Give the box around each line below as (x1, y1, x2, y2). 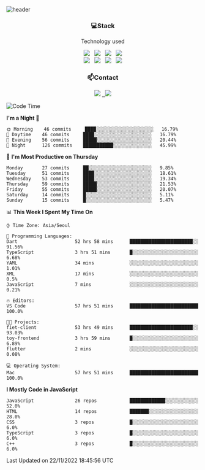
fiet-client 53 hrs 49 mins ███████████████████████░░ (6, 324, 199, 331)
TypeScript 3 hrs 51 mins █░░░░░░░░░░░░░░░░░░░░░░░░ (6, 249, 199, 255)
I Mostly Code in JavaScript (6, 385, 78, 393)
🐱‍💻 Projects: (6, 319, 40, 325)
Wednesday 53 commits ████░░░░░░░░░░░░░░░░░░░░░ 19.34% (6, 175, 176, 182)
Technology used (81, 37, 125, 45)
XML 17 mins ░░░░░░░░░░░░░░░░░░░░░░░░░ (6, 271, 199, 277)
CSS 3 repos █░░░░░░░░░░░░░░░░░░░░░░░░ (6, 419, 199, 425)
